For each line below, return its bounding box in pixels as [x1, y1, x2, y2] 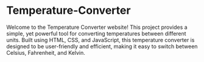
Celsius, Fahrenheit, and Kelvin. [6, 49, 85, 56]
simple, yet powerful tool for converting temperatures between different [6, 29, 187, 37]
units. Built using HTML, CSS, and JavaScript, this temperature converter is [6, 36, 195, 43]
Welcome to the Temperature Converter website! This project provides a [6, 23, 188, 31]
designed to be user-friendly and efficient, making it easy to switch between [6, 43, 198, 50]
